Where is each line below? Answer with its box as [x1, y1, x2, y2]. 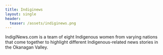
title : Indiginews [5, 7, 43, 12]
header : [5, 16, 21, 21]
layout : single [5, 12, 37, 17]
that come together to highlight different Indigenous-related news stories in [5, 39, 159, 45]
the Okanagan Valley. [5, 44, 48, 50]
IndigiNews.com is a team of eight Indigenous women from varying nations [5, 34, 158, 40]
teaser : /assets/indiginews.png [9, 20, 77, 26]
